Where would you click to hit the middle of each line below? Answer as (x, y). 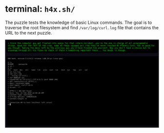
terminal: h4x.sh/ (40, 9)
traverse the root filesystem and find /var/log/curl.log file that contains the (82, 27)
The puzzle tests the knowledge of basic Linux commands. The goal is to (79, 22)
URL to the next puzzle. (29, 33)
